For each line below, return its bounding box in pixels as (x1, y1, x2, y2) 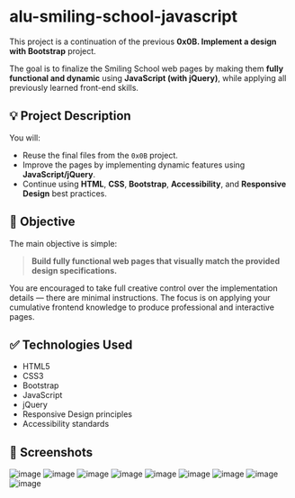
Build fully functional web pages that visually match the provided (31, 255, 281, 267)
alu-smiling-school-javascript (9, 6, 238, 27)
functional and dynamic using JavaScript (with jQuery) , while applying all (9, 72, 287, 83)
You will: (9, 132, 40, 143)
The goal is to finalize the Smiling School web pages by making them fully (9, 63, 284, 74)
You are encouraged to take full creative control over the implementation (9, 282, 278, 294)
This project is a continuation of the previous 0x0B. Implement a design (9, 36, 277, 47)
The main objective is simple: (9, 238, 118, 249)
